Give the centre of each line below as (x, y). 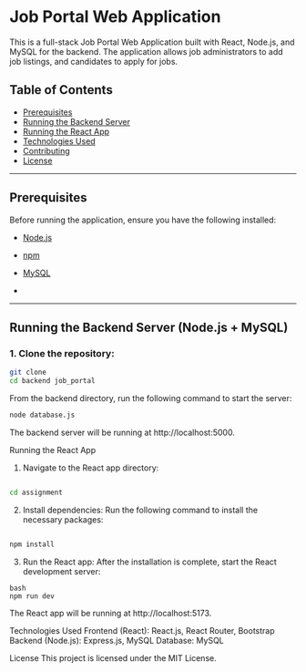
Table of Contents (61, 90)
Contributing (46, 150)
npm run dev (32, 596)
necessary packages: (63, 519)
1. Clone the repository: (62, 353)
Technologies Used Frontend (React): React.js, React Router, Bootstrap (142, 630)
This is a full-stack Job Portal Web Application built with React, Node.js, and (152, 42)
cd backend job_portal (52, 381)
